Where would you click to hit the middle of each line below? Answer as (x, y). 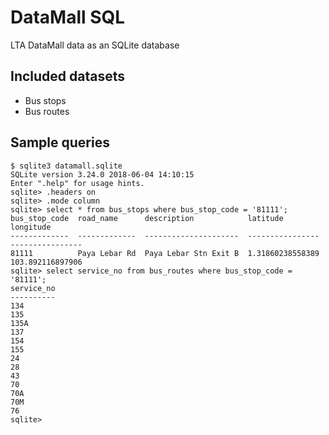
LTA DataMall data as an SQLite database (95, 45)
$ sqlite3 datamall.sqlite (66, 166)
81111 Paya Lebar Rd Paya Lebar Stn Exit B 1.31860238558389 (165, 253)
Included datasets (68, 76)
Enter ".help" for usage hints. (77, 183)
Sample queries (60, 142)
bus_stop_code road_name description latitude (147, 218)
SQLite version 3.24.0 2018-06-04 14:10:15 (102, 174)
